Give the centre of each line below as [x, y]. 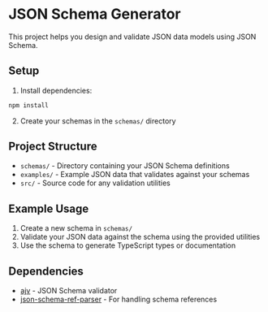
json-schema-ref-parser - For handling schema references [119, 299]
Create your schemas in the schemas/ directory [98, 121]
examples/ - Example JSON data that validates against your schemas [135, 175]
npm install [28, 105]
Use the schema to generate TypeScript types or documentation [128, 245]
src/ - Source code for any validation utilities [95, 183]
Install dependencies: [56, 90]
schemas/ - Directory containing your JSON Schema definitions [125, 166]
